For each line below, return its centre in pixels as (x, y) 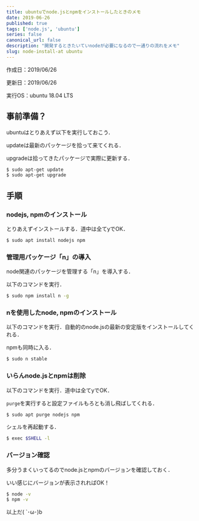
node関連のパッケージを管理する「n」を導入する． (70, 272)
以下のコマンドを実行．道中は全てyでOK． (59, 390)
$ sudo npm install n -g (38, 296)
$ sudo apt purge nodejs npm (43, 415)
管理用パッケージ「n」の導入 (49, 257)
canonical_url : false (34, 40)
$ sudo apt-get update (35, 170)
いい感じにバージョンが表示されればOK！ (58, 482)
